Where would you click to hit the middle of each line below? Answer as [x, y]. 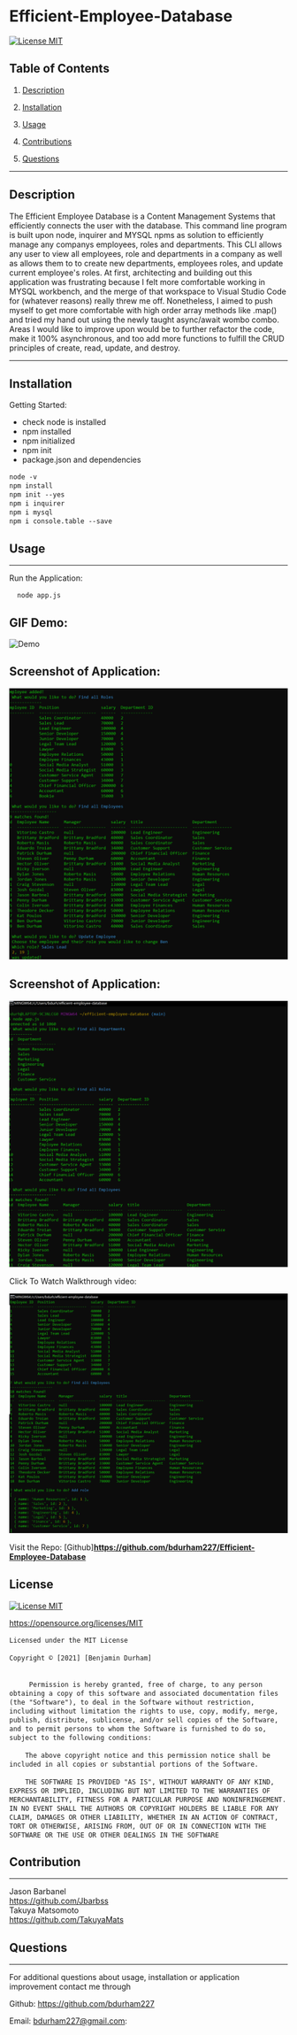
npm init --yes [37, 495]
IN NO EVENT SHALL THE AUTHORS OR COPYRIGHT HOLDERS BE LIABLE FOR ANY [144, 1808]
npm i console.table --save [61, 521]
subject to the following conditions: [80, 1738]
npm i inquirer [37, 504]
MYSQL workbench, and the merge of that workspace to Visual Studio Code [148, 291]
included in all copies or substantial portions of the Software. [134, 1764]
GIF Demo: [38, 623]
